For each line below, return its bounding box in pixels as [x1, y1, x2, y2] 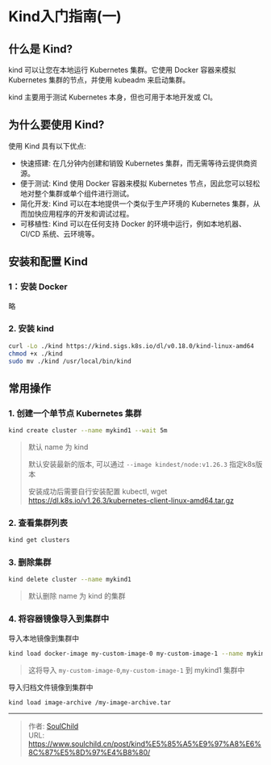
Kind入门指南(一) [8, 7, 123, 26]
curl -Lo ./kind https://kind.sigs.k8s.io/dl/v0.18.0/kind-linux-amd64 [8, 342, 254, 350]
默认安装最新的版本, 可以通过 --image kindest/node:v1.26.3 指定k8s [27, 459, 256, 469]
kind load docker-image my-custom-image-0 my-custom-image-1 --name [8, 649, 244, 658]
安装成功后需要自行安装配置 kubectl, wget [27, 486, 168, 496]
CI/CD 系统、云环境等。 [19, 229, 99, 238]
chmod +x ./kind [8, 349, 63, 358]
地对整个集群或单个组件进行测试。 [19, 188, 134, 198]
